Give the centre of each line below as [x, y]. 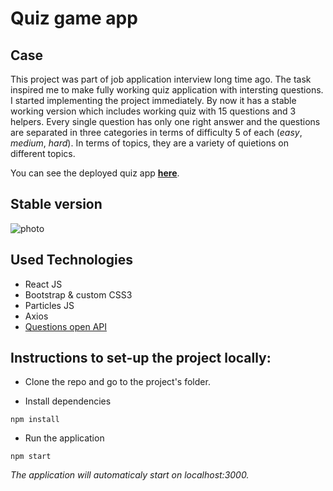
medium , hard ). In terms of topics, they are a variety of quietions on [149, 143]
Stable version [56, 204]
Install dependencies [68, 401]
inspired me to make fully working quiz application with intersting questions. [167, 90]
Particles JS [49, 305]
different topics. [43, 153]
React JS [43, 284]
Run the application [64, 438]
